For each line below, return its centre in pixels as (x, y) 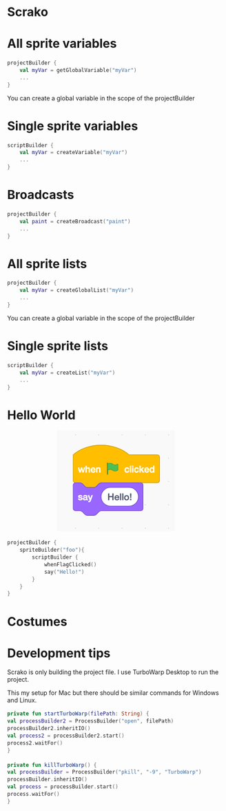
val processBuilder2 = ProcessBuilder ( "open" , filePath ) (91, 721)
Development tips (59, 653)
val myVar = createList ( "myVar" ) (68, 373)
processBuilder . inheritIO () (48, 780)
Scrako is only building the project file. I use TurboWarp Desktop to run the (113, 672)
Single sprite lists (58, 346)
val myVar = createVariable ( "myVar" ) (74, 153)
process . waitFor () (33, 794)
